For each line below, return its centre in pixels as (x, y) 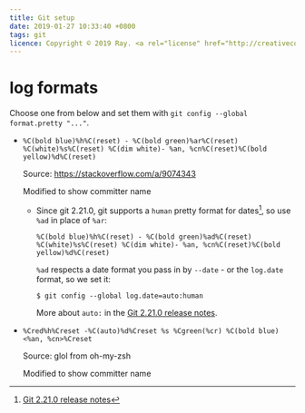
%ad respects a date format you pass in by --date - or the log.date (160, 270)
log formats (54, 88)
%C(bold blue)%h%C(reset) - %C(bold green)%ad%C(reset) (144, 237)
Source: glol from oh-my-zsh (77, 356)
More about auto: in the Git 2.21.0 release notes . (127, 312)
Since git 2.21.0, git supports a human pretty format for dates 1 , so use (163, 210)
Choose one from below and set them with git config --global (128, 113)
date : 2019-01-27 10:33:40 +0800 (73, 26)
